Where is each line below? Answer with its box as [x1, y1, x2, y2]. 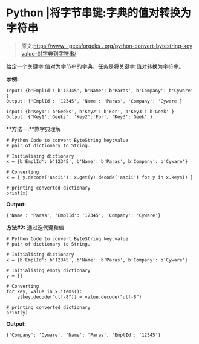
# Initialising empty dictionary [6, 267, 91, 273]
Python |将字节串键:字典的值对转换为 [6, 6, 192, 20]
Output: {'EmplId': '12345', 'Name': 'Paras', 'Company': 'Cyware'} [6, 98, 183, 104]
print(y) [6, 310, 28, 316]
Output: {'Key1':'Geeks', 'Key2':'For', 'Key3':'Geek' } [6, 113, 153, 120]
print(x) [6, 190, 28, 196]
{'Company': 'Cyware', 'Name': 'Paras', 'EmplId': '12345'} [6, 332, 161, 338]
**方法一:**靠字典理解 [6, 125, 62, 132]
